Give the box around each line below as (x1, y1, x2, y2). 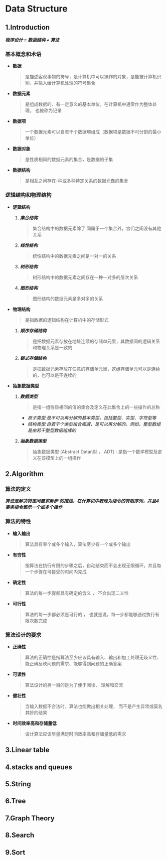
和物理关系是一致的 (32, 344, 73, 350)
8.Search (5, 831, 35, 839)
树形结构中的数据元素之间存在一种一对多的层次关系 (32, 274, 138, 280)
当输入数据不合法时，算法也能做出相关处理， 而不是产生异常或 (25, 703, 154, 709)
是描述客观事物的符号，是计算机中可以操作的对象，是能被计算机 (25, 74, 157, 80)
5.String (5, 780, 31, 788)
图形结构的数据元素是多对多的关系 (32, 296, 103, 302)
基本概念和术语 (5, 51, 42, 58)
